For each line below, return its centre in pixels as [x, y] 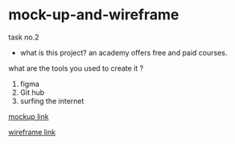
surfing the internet [52, 101]
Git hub [32, 92]
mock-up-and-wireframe [94, 15]
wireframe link [32, 132]
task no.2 [24, 37]
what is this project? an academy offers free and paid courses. [124, 52]
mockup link [29, 116]
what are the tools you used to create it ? [76, 68]
